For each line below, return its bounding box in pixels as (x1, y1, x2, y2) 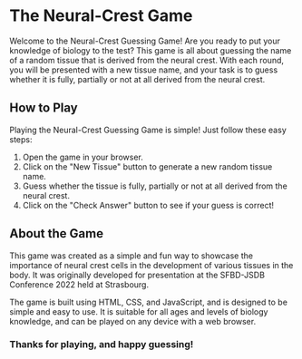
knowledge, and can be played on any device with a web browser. (9, 315, 257, 326)
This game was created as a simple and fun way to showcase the (9, 250, 254, 261)
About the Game (9, 226, 104, 241)
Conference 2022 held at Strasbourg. (9, 278, 150, 290)
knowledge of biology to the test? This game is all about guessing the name (9, 44, 292, 55)
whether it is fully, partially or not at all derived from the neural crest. (9, 73, 266, 84)
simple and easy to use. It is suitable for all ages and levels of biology (9, 306, 268, 317)
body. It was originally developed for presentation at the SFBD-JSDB (9, 269, 266, 280)
